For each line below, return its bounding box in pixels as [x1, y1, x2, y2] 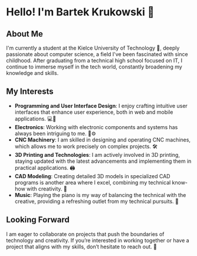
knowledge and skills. [6, 70, 59, 76]
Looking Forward [6, 215, 70, 225]
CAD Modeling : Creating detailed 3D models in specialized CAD [14, 172, 170, 179]
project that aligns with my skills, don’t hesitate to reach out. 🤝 [6, 243, 157, 250]
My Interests [6, 87, 54, 97]
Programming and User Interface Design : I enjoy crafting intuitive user [14, 102, 188, 109]
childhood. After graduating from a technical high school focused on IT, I [6, 57, 183, 64]
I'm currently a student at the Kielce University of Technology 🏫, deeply [6, 44, 180, 51]
